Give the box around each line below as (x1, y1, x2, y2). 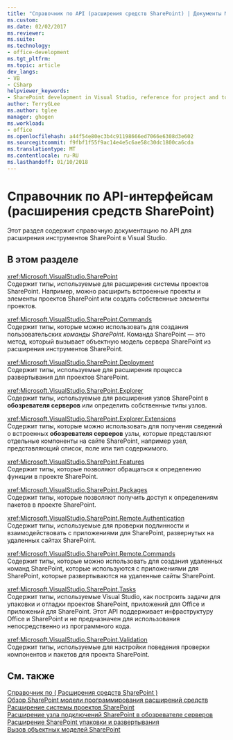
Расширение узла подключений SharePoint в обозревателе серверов (7, 711, 214, 719)
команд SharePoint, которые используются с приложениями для (7, 564, 199, 573)
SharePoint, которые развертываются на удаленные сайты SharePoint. (7, 571, 216, 580)
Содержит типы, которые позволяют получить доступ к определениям (7, 493, 218, 501)
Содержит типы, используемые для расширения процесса (7, 365, 182, 373)
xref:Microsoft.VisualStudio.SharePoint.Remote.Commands (7, 549, 175, 557)
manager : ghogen (7, 113, 54, 120)
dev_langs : (7, 68, 39, 75)
